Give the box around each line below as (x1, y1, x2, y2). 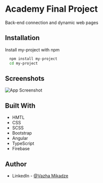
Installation (5, 34, 40, 42)
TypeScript (12, 140, 34, 146)
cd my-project (9, 61, 38, 66)
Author (5, 160, 27, 168)
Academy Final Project (5, 3, 98, 15)
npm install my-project (9, 56, 57, 61)
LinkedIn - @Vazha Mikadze (12, 173, 69, 179)
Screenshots (5, 74, 45, 83)
